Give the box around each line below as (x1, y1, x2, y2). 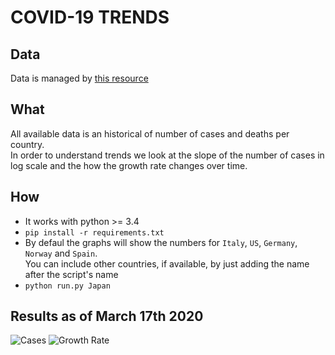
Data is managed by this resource (10, 72, 149, 84)
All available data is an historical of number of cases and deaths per (10, 127, 290, 140)
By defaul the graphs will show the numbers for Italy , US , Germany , (24, 236, 298, 248)
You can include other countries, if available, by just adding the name (24, 257, 310, 270)
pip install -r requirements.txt (24, 227, 165, 238)
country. (10, 138, 45, 150)
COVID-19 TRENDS (10, 6, 170, 29)
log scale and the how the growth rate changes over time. (10, 159, 248, 171)
